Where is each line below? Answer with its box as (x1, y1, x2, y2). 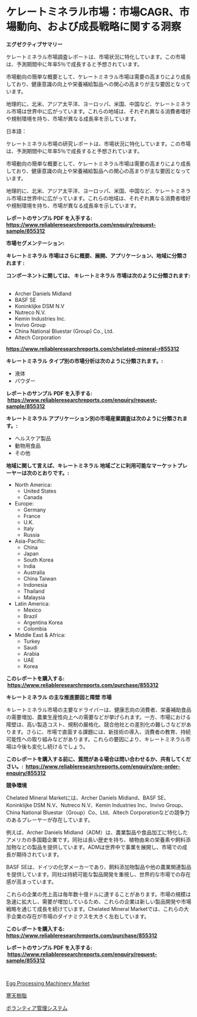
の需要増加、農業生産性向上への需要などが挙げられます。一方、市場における (6, 714, 191, 721)
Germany (23, 506, 46, 513)
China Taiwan (23, 575, 57, 582)
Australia (23, 569, 45, 576)
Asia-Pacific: (14, 537, 46, 544)
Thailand (23, 587, 45, 595)
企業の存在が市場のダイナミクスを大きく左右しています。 (11, 913, 150, 920)
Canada (23, 493, 43, 501)
